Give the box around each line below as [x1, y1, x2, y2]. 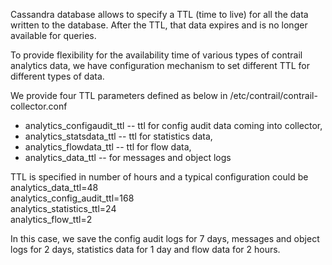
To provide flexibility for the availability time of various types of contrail [10, 49, 303, 61]
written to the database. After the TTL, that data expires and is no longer [10, 19, 308, 31]
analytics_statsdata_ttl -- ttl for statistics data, [24, 130, 213, 142]
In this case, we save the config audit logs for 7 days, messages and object [10, 233, 320, 244]
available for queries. [10, 30, 97, 41]
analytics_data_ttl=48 [10, 182, 99, 193]
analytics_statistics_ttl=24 [10, 203, 117, 214]
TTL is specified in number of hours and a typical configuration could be [10, 171, 309, 183]
